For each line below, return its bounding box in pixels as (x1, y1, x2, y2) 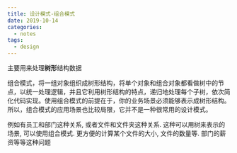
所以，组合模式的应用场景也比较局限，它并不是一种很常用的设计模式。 (7, 106, 212, 113)
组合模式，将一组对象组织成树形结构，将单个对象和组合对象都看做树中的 (7, 79, 218, 87)
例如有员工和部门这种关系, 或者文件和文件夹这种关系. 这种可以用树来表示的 (7, 120, 225, 128)
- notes (13, 30, 37, 38)
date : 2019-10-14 (7, 17, 59, 24)
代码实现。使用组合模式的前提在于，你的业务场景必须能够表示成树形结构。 (13, 96, 231, 105)
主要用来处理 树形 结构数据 (7, 64, 82, 72)
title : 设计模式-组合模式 (7, 10, 76, 18)
